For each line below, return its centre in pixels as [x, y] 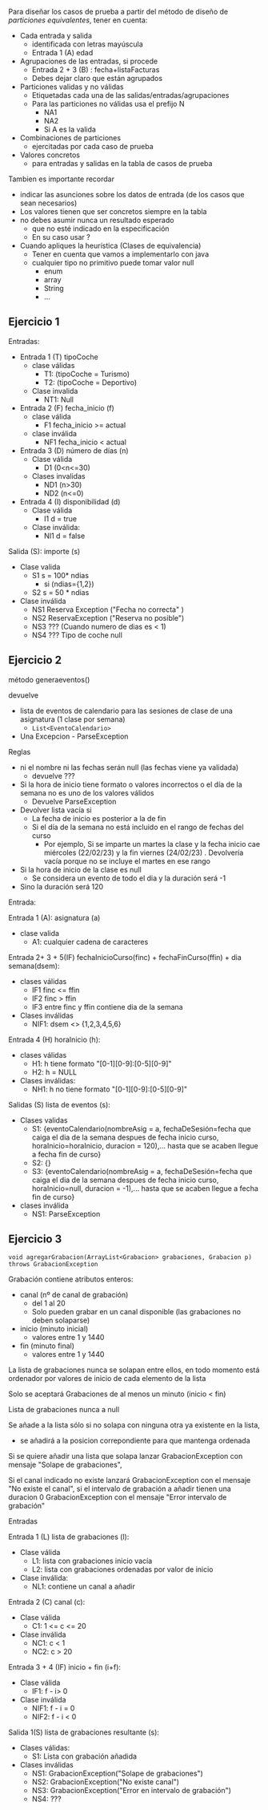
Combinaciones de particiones [70, 138]
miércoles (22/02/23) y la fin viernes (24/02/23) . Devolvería [144, 852]
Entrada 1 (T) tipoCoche [59, 357]
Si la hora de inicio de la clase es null [80, 869]
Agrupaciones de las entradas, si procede [89, 61]
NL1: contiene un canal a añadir [84, 1586]
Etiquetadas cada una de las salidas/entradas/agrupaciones [130, 95]
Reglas [20, 751]
